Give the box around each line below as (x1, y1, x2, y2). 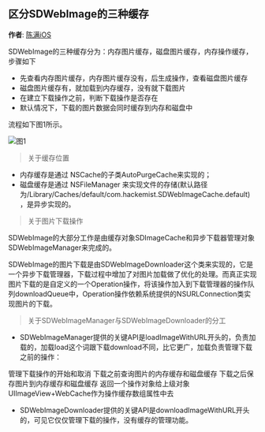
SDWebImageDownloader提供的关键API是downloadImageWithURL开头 (19, 405, 250, 415)
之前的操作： (19, 352, 62, 361)
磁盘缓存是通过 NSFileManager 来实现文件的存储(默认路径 (19, 180, 208, 189)
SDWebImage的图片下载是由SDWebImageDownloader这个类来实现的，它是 (8, 259, 254, 269)
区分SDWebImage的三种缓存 (8, 7, 149, 21)
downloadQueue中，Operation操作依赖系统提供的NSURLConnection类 (14, 289, 244, 298)
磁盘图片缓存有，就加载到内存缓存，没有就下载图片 (19, 83, 186, 92)
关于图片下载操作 (27, 216, 84, 225)
